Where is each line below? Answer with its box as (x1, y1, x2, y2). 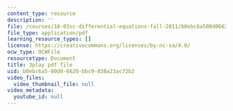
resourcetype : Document (7, 55, 76, 62)
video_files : (7, 74, 45, 81)
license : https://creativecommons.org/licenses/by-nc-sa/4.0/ (7, 42, 191, 49)
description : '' (7, 17, 54, 23)
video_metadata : (7, 87, 54, 94)
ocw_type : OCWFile (7, 49, 60, 56)
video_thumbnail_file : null (13, 81, 95, 88)
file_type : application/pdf (7, 29, 89, 37)
